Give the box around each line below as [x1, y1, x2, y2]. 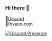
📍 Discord [5, 16, 24, 22]
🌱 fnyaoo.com [5, 21, 33, 27]
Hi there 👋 [5, 4, 30, 11]
